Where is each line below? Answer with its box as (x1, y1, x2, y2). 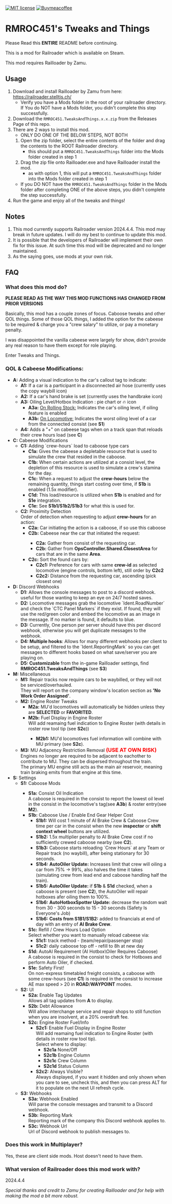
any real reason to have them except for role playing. (5, 342, 117, 349)
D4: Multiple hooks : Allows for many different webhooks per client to (20, 638, 167, 644)
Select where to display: (35, 1041, 87, 1047)
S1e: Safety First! (28, 965, 64, 971)
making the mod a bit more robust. (5, 1193, 79, 1199)
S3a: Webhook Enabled (28, 1096, 79, 1102)
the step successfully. (20, 192, 67, 198)
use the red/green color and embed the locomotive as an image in (20, 611, 160, 617)
